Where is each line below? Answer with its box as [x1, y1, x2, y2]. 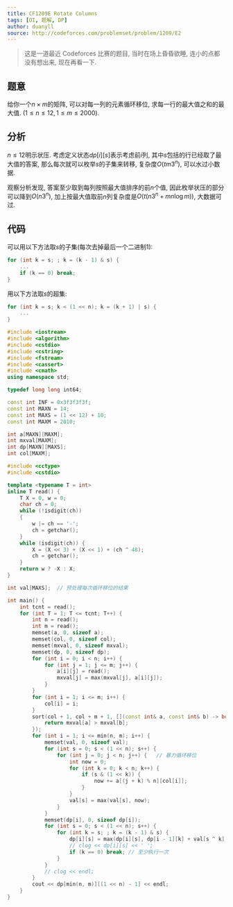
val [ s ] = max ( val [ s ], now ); [69, 797, 150, 804]
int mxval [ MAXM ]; [7, 437, 58, 444]
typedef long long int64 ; [7, 387, 82, 393]
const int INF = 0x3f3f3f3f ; [7, 399, 92, 406]
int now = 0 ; [69, 758, 107, 765]
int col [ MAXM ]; [7, 450, 51, 457]
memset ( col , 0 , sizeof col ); [32, 636, 116, 643]
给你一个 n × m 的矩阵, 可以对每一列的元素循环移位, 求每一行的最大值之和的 [7, 100, 218, 108]
